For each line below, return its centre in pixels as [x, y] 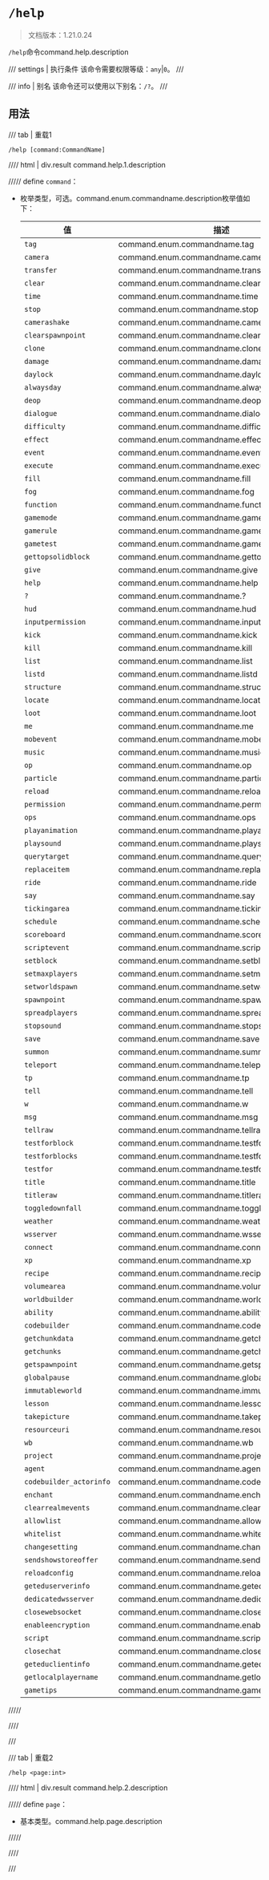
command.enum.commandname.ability [191, 1312]
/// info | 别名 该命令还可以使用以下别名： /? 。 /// [88, 86]
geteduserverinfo [57, 1586]
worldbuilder [49, 1299]
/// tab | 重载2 [31, 1757]
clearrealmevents [57, 1508]
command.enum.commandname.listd [188, 673]
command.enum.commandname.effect [191, 439]
